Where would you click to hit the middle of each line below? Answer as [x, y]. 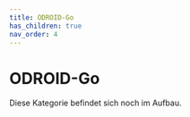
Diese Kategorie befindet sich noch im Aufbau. [95, 103]
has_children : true [46, 26]
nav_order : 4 [34, 34]
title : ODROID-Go [42, 17]
